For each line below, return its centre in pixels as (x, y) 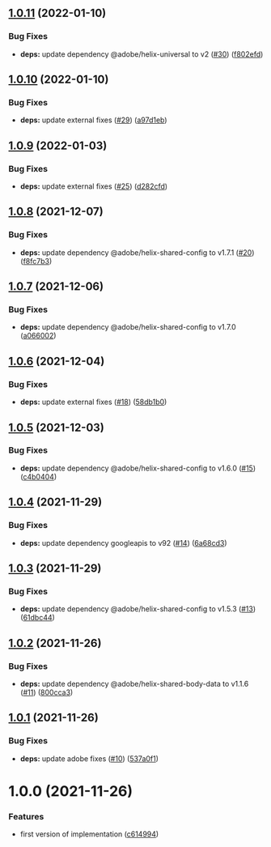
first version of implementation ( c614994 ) (89, 834)
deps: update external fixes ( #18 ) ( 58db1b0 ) (93, 402)
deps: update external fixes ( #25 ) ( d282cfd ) (94, 186)
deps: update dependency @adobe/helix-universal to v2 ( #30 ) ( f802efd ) (142, 54)
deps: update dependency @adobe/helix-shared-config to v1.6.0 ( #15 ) (138, 468)
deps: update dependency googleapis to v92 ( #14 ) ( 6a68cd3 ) (124, 543)
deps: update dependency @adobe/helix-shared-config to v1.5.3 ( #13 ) (138, 609)
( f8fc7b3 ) (36, 261)
